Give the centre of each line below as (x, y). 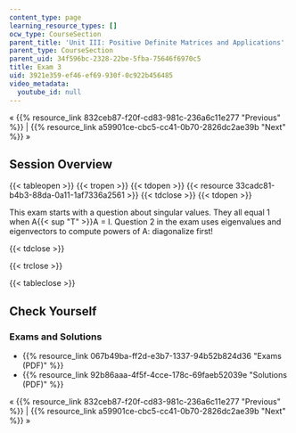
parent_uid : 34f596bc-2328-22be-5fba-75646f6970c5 (105, 59)
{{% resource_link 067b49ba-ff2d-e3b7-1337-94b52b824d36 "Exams (152, 356)
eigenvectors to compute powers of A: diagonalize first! (111, 232)
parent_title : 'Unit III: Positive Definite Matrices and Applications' (147, 42)
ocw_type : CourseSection (55, 34)
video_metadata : (39, 84)
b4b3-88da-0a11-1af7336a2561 (67, 195)
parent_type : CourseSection (62, 51)
